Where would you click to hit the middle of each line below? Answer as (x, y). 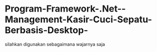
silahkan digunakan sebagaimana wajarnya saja (55, 44)
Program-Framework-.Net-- (65, 9)
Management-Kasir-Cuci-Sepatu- (78, 19)
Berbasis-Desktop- (46, 30)
